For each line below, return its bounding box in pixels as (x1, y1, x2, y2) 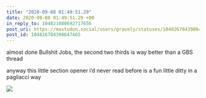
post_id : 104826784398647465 (6, 32, 81, 38)
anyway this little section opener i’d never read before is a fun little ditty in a (6, 67, 197, 74)
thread (6, 55, 23, 62)
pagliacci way (6, 73, 42, 81)
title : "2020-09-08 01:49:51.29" (6, 9, 92, 15)
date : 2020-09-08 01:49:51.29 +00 (6, 15, 95, 21)
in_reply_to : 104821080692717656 (6, 20, 92, 26)
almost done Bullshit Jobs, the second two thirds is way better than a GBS (6, 48, 193, 56)
